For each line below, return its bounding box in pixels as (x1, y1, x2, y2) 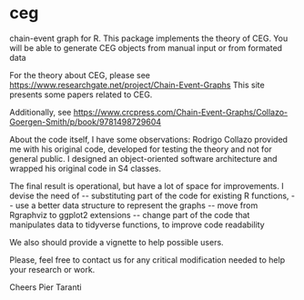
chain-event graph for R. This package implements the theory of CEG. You (9, 33, 289, 44)
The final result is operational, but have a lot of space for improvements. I (9, 180, 284, 191)
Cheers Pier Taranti (9, 281, 82, 293)
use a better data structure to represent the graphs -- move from (15, 199, 258, 211)
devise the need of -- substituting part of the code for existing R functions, (9, 190, 289, 201)
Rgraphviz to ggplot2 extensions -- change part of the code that (9, 209, 250, 220)
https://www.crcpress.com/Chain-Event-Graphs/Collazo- (73, 106, 289, 117)
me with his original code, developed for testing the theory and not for (9, 144, 273, 155)
